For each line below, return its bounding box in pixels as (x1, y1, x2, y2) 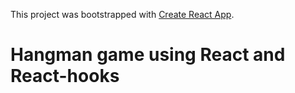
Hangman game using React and (10, 44, 286, 66)
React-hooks (10, 65, 120, 88)
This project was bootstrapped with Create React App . (10, 9, 235, 20)
